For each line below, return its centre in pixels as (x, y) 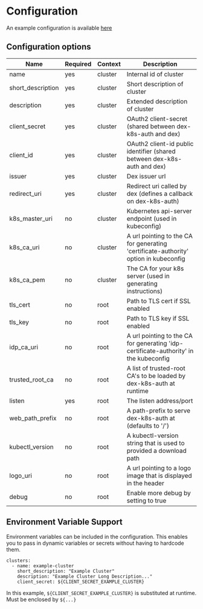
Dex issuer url (146, 176)
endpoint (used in (152, 218)
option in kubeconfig (156, 258)
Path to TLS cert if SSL (159, 301)
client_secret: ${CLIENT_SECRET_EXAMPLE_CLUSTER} (81, 582)
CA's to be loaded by (156, 376)
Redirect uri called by (157, 186)
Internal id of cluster (155, 74)
